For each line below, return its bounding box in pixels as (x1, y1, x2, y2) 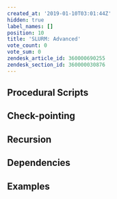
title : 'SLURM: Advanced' (7, 36, 81, 43)
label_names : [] (7, 23, 53, 30)
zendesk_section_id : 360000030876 (7, 61, 106, 68)
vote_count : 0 (7, 42, 48, 49)
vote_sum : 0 (7, 49, 41, 56)
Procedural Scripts (7, 87, 89, 98)
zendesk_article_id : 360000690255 (7, 55, 106, 62)
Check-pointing (7, 110, 75, 122)
